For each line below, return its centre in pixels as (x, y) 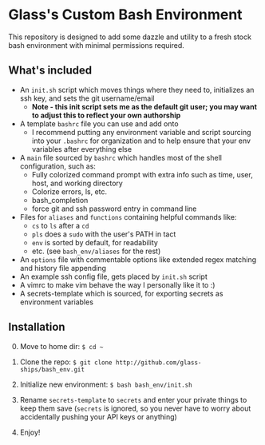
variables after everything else (82, 149)
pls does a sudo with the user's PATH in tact (104, 234)
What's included (50, 71)
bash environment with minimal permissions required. (97, 45)
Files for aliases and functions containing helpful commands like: (128, 217)
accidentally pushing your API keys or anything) (98, 416)
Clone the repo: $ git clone (66, 362)
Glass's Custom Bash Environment (125, 15)
